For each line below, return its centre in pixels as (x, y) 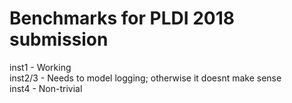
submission (59, 39)
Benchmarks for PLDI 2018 (122, 18)
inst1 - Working (40, 67)
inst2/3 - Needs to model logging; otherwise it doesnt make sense (145, 78)
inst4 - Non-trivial (46, 88)
